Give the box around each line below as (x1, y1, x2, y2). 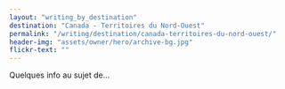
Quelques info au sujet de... (9, 70, 110, 80)
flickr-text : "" (9, 46, 69, 55)
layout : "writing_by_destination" (9, 12, 138, 22)
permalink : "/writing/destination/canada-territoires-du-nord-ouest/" (9, 29, 277, 38)
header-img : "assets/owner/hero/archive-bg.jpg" (9, 37, 193, 47)
